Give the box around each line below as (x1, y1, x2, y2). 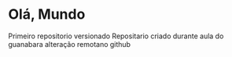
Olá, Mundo (8, 5, 86, 23)
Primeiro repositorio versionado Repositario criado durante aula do (8, 31, 224, 41)
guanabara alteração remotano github (8, 39, 131, 48)
